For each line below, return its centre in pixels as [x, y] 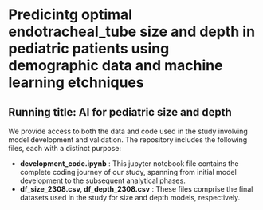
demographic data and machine [116, 66]
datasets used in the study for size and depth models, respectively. [130, 198]
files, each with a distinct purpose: [65, 148]
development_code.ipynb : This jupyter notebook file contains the [129, 164]
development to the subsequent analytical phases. [102, 180]
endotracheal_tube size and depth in [132, 32]
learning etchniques [77, 83]
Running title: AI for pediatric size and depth [120, 112]
